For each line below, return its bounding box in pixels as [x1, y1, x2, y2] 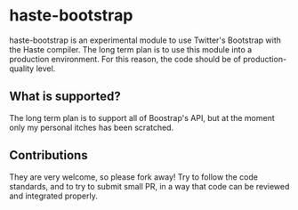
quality [9, 63, 35, 74]
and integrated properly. [9, 190, 98, 201]
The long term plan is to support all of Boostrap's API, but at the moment [9, 112, 276, 123]
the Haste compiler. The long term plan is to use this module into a [9, 44, 253, 54]
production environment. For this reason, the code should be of [9, 53, 242, 64]
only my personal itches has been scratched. [9, 122, 174, 133]
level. [36, 63, 56, 74]
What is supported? [9, 89, 122, 104]
